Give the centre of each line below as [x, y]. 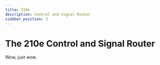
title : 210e [17, 10]
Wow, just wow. [21, 57]
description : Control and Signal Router [48, 14]
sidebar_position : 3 [27, 19]
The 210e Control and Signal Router [80, 43]
